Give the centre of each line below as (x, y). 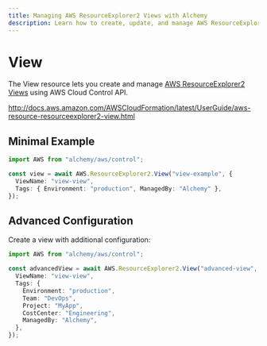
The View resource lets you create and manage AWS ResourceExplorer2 (127, 84)
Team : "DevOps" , (50, 298)
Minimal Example (52, 141)
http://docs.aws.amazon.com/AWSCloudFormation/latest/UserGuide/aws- (130, 108)
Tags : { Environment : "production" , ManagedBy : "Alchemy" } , (119, 188)
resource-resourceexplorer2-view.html (72, 117)
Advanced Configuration (71, 221)
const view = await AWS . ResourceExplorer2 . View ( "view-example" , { (120, 174)
